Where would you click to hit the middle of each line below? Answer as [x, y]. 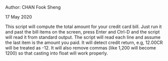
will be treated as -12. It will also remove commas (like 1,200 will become [81, 48]
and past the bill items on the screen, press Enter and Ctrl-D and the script [82, 32]
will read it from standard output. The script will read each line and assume [83, 37]
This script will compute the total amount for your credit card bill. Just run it [83, 26]
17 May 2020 [19, 17]
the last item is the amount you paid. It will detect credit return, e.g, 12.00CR [84, 42]
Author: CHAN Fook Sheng [33, 7]
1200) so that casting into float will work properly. [57, 53]
